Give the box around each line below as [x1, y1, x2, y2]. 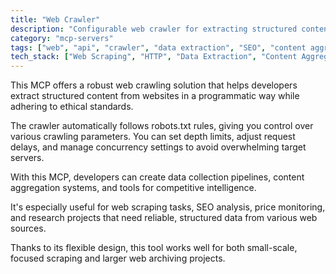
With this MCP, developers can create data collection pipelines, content [10, 171, 305, 183]
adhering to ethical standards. [10, 101, 134, 113]
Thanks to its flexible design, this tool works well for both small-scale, [10, 242, 298, 254]
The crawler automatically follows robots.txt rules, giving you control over [10, 120, 314, 132]
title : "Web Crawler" [10, 14, 101, 25]
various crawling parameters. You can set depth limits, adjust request [10, 131, 296, 143]
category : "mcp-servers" [10, 33, 114, 43]
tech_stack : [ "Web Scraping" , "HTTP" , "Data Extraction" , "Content [10, 52, 298, 62]
